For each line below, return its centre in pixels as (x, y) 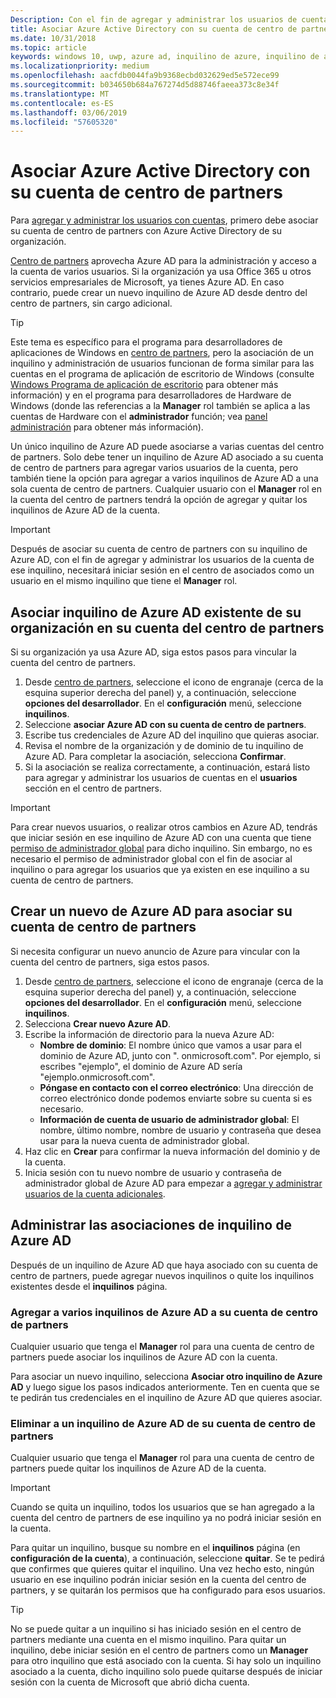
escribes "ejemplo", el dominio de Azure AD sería (141, 1066)
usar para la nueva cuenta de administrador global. (144, 1140)
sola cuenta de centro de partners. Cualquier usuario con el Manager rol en (166, 489)
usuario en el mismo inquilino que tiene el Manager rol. (124, 581)
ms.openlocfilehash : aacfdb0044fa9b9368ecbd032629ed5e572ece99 (145, 76)
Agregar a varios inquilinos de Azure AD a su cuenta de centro (164, 1312)
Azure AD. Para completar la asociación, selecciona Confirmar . (155, 756)
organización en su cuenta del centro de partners (167, 627)
